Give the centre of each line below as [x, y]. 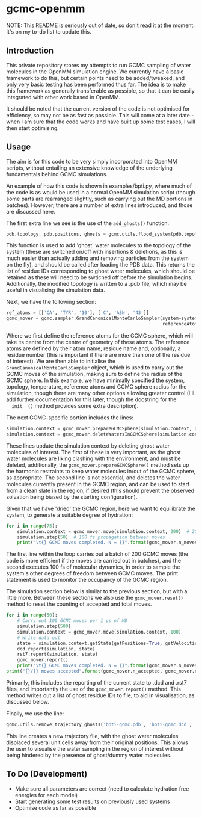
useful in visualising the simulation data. [56, 290]
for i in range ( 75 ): [32, 526]
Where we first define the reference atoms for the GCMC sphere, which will [100, 336]
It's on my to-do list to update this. [49, 31]
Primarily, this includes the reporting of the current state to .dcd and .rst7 [97, 682]
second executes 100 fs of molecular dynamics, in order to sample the [93, 567]
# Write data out [39, 637]
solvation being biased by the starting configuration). [72, 497]
